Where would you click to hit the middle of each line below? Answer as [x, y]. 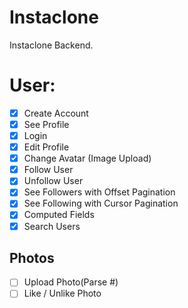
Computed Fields [59, 215]
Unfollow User [53, 181]
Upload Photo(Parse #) [71, 282]
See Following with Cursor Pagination [101, 203]
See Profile [46, 124]
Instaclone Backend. [51, 45]
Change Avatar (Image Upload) [87, 158]
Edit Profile [46, 147]
